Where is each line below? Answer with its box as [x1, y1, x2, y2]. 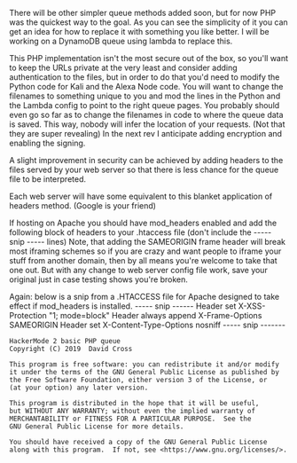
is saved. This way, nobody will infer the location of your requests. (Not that [9, 119, 285, 129]
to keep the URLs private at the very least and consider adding [9, 62, 238, 73]
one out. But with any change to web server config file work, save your [9, 265, 268, 275]
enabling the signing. [9, 137, 86, 148]
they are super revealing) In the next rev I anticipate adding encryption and [9, 129, 282, 138]
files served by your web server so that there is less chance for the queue [9, 164, 279, 175]
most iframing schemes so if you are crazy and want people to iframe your [9, 246, 282, 256]
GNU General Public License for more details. [9, 422, 184, 431]
